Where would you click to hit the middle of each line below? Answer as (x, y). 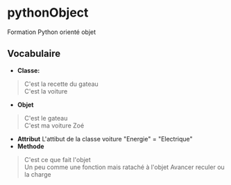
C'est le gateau (46, 118)
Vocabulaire (34, 54)
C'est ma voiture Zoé (54, 125)
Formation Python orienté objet (52, 32)
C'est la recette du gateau (61, 84)
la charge (37, 174)
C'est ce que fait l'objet (58, 159)
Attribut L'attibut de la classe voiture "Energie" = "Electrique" (105, 139)
